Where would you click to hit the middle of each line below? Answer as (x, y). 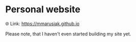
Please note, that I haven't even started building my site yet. (68, 34)
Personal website (43, 9)
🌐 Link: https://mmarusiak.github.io (42, 24)
